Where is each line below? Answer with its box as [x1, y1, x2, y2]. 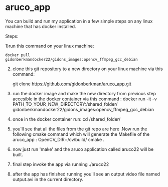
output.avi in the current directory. [12, 176, 84, 182]
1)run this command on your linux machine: [5, 43, 94, 49]
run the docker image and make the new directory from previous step [12, 90, 156, 96]
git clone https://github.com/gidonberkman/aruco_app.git [12, 81, 131, 87]
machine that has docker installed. [5, 23, 76, 29]
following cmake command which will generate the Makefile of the [12, 131, 150, 137]
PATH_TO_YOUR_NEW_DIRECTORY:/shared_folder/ [12, 101, 118, 107]
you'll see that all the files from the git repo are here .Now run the [12, 126, 147, 132]
